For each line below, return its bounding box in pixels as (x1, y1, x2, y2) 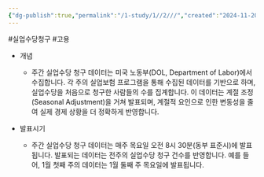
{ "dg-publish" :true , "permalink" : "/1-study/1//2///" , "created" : (8, 11, 220, 20)
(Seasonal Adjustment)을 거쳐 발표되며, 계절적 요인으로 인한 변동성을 (31, 97, 246, 106)
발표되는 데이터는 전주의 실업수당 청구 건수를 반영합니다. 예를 (54, 150, 241, 160)
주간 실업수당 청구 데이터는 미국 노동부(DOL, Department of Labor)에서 (31, 68, 253, 77)
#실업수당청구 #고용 (8, 34, 70, 43)
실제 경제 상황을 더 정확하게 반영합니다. (39, 107, 159, 116)
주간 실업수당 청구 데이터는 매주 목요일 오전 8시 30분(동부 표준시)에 (31, 140, 238, 149)
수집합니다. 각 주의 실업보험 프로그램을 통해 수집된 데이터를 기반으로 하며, (31, 77, 256, 87)
